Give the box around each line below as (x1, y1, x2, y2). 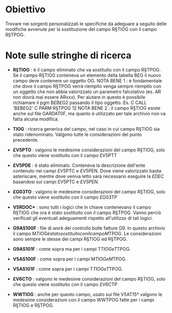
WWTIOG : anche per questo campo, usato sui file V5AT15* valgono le (12, 291, 163, 297)
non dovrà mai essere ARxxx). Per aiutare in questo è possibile (12, 94, 145, 100)
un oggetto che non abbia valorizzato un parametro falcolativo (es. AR (12, 89, 161, 95)
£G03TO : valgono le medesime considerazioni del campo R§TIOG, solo (12, 188, 165, 195)
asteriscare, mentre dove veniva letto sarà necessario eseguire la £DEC (12, 173, 164, 179)
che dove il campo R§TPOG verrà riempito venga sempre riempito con (12, 83, 162, 89)
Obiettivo (5, 4, 46, 15)
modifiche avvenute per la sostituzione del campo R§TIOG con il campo (5, 26, 157, 32)
